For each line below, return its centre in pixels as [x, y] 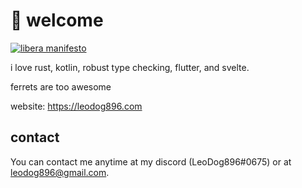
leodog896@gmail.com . [60, 172]
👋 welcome [57, 20]
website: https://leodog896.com [76, 106]
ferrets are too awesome [61, 86]
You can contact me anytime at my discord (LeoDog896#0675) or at [151, 161]
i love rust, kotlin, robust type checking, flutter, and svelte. [130, 67]
